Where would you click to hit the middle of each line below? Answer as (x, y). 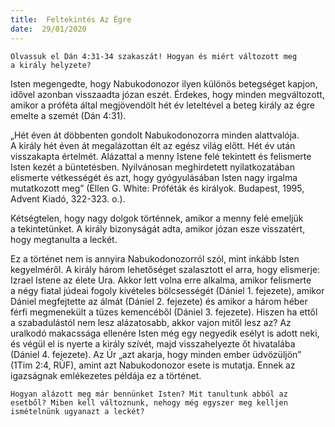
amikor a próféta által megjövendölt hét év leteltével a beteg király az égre (163, 105)
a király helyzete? (51, 65)
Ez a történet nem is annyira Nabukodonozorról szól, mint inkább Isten (155, 258)
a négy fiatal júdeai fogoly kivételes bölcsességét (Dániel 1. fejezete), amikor (167, 290)
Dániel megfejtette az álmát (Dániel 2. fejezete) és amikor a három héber (159, 301)
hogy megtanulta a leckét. (64, 239)
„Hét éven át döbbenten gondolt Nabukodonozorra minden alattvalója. (155, 135)
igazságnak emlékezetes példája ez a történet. (106, 375)
